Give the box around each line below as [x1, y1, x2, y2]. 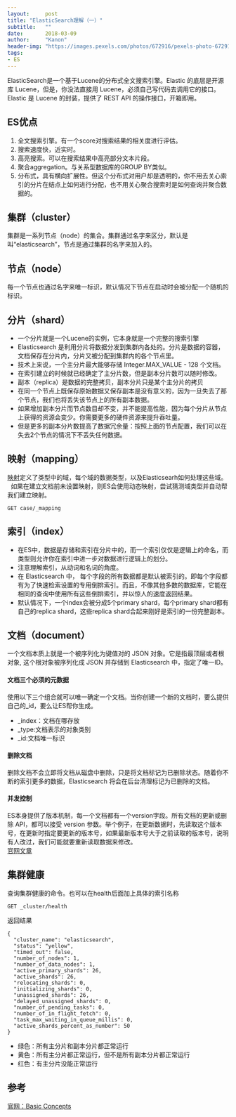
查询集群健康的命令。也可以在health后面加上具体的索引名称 [7, 889, 179, 897]
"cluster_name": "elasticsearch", [13, 936, 114, 943]
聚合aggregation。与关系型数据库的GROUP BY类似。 [17, 162, 171, 171]
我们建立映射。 [7, 490, 51, 499]
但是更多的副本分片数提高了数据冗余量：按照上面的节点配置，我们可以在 [17, 422, 227, 430]
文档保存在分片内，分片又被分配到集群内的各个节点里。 [17, 352, 178, 360]
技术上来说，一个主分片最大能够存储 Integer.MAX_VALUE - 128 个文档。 [17, 360, 225, 369]
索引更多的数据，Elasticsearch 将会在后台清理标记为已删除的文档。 [19, 777, 214, 785]
